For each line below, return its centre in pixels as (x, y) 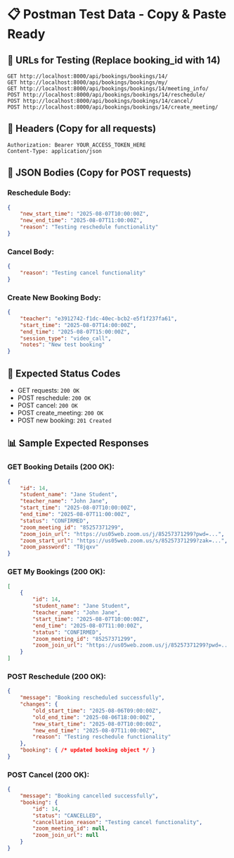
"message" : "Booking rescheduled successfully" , (92, 698)
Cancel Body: (31, 252)
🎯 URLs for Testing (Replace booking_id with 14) (114, 60)
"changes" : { (39, 704)
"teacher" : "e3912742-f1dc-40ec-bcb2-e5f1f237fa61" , (99, 319)
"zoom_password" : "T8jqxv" (59, 547)
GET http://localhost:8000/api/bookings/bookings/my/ (88, 82)
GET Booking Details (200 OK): (61, 467)
